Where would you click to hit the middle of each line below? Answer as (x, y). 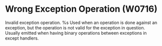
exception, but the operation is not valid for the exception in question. (75, 27)
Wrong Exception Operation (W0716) (81, 9)
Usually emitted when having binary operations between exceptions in (76, 33)
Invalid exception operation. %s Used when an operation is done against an (81, 23)
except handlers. (22, 38)
